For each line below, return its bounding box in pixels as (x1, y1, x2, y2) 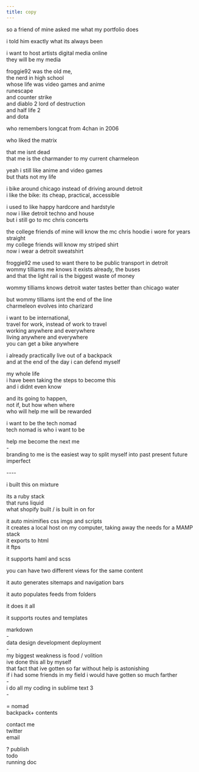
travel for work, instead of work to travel (6, 320, 107, 328)
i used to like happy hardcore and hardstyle (6, 203, 115, 210)
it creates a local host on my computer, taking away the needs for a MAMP (6, 523, 194, 531)
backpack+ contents (6, 709, 58, 716)
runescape (6, 87, 33, 94)
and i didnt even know (6, 383, 62, 390)
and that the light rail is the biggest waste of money (6, 272, 135, 279)
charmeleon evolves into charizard (6, 302, 93, 310)
